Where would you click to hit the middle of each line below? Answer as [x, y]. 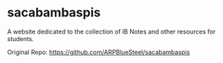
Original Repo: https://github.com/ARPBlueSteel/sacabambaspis [99, 52]
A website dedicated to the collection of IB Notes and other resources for [111, 32]
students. [21, 38]
